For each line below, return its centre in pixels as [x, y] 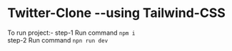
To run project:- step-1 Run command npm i [71, 33]
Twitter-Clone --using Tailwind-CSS [117, 13]
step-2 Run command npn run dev [58, 40]
